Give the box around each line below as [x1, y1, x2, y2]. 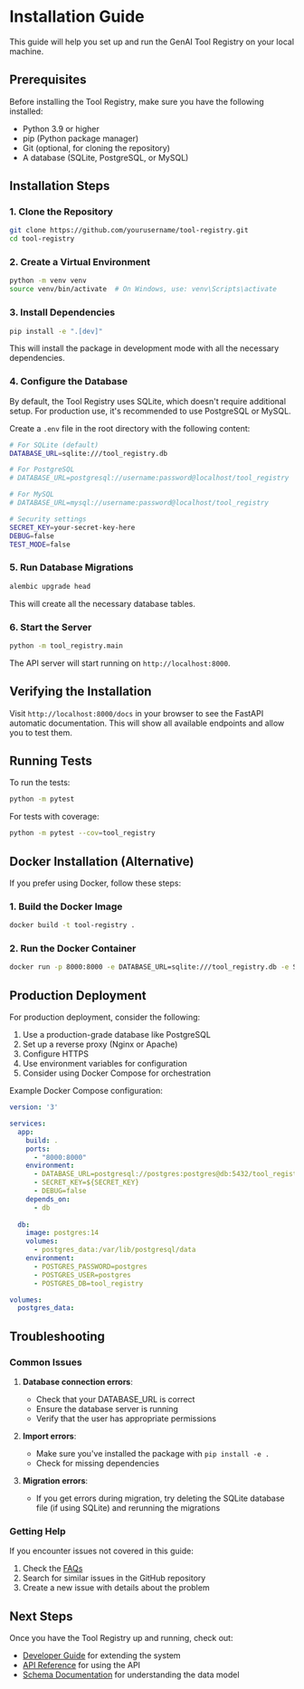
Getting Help [9, 1524, 66, 1537]
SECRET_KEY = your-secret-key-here [9, 523, 136, 532]
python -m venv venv [9, 276, 88, 286]
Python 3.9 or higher [22, 123, 100, 134]
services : [9, 1119, 47, 1128]
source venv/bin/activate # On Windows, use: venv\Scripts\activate [9, 285, 278, 294]
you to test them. [9, 726, 72, 738]
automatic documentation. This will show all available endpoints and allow [9, 717, 285, 728]
